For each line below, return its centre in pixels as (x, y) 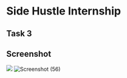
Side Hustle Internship (64, 11)
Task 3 (19, 34)
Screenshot (29, 54)
